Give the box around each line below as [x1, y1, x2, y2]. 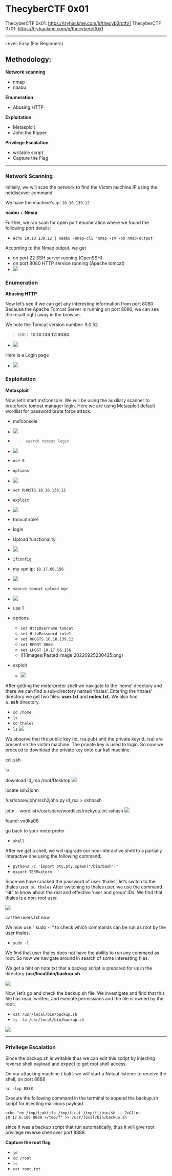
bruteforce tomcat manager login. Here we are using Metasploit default [5, 403, 155, 409]
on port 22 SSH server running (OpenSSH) [12, 255, 103, 261]
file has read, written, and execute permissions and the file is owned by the [5, 995, 164, 1001]
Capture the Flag [12, 155, 49, 161]
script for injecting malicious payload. [5, 1100, 84, 1107]
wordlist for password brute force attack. [5, 408, 92, 414]
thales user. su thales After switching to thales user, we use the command [5, 884, 162, 890]
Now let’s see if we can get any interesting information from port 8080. [5, 301, 155, 307]
